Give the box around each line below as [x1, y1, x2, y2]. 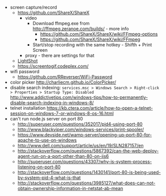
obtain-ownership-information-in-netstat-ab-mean [17, 185, 124, 191]
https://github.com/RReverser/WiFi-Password [17, 74, 113, 80]
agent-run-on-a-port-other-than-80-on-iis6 [17, 153, 109, 159]
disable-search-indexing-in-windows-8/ [10, 100, 94, 105]
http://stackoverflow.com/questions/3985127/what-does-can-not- [17, 180, 155, 186]
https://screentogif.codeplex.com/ [17, 63, 89, 69]
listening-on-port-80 [17, 164, 61, 170]
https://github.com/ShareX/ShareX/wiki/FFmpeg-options [40, 31, 158, 37]
